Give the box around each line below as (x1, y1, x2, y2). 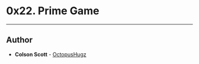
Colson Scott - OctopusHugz (14, 50, 87, 57)
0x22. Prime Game (6, 4, 99, 18)
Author (6, 35, 33, 45)
